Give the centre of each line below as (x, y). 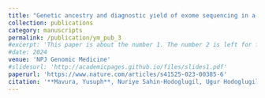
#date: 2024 (28, 52)
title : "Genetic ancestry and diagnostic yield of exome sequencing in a (132, 15)
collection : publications (50, 23)
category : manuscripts (45, 30)
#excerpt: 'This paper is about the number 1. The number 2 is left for (130, 45)
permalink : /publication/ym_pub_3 (65, 38)
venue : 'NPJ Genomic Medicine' (60, 60)
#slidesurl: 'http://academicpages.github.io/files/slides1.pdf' (118, 67)
